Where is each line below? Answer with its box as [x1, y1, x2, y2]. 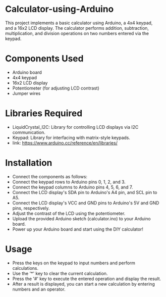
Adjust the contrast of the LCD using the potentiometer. [12, 210, 125, 216]
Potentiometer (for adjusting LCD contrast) [12, 85, 100, 91]
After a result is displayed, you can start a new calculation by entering [12, 281, 155, 287]
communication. [12, 129, 46, 135]
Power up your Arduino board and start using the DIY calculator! [12, 226, 144, 232]
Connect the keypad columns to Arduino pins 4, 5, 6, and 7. [12, 184, 133, 190]
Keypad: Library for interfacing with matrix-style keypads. [12, 135, 130, 141]
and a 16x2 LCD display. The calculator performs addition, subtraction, [5, 25, 149, 31]
